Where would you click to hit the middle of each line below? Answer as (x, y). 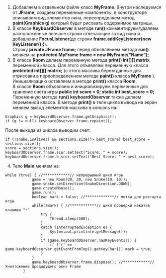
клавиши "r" (17, 210)
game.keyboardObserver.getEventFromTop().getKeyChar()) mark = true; (79, 249)
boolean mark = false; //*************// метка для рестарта (96, 197)
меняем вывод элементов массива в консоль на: (65, 107)
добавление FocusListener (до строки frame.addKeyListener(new (82, 39)
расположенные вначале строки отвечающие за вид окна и (76, 34)
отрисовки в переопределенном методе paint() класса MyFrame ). (84, 76)
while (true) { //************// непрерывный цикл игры (64, 175)
